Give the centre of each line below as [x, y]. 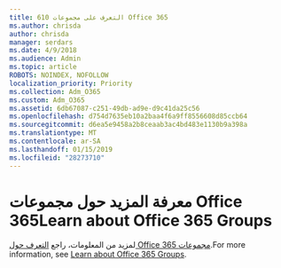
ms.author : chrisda [45, 26]
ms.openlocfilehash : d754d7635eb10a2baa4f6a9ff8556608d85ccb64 [129, 116]
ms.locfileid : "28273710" [57, 158]
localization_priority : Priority [71, 83]
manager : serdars [41, 42]
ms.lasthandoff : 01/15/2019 [61, 149]
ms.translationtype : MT [53, 133]
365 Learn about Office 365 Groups [141, 221]
